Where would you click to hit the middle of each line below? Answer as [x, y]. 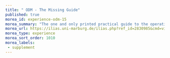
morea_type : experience [30, 33]
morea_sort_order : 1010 [30, 38]
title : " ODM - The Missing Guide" [43, 10]
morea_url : [17, 29]
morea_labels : [20, 43]
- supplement [21, 47]
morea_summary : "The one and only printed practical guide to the [77, 24]
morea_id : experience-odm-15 [36, 19]
